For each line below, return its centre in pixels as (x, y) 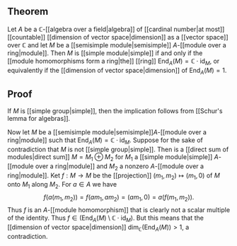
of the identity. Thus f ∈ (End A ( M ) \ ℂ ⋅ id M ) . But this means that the (105, 218)
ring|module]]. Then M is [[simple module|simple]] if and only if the (105, 53)
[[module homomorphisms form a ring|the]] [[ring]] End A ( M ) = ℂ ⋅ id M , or (114, 61)
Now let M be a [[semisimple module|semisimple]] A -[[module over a (107, 132)
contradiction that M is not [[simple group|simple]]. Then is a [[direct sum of (118, 150)
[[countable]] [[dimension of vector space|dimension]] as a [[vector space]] (118, 37)
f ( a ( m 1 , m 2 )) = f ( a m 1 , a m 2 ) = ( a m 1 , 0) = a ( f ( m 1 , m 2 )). (119, 198)
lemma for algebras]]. (39, 119)
